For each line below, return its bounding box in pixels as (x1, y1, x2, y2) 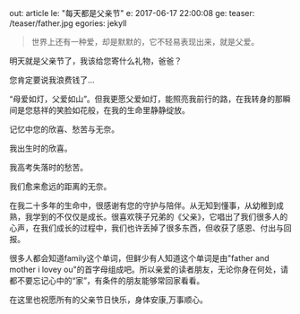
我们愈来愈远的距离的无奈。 (9, 181, 112, 191)
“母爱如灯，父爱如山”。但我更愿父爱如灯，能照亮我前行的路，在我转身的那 (9, 93, 284, 104)
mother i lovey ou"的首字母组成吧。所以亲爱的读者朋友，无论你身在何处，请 (9, 264, 289, 275)
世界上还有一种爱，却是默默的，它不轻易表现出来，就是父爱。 (30, 37, 260, 47)
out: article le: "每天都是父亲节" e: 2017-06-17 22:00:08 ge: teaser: (9, 8, 255, 18)
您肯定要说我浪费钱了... (9, 74, 96, 85)
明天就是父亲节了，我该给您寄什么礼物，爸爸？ (9, 56, 182, 65)
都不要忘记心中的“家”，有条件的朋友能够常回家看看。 (9, 275, 205, 285)
